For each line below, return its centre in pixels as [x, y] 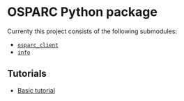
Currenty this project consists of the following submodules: [92, 31]
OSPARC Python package [83, 12]
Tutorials [27, 74]
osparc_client [38, 45]
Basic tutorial [36, 90]
